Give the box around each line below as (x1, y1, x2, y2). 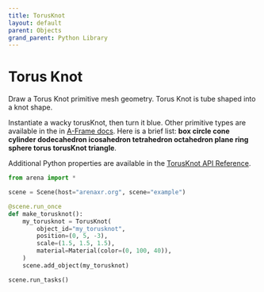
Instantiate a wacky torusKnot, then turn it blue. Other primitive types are (8, 118, 247, 128)
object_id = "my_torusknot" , (36, 225, 126, 232)
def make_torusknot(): (8, 209, 83, 218)
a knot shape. (8, 102, 53, 112)
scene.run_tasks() (8, 275, 69, 284)
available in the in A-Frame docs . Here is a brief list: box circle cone (8, 126, 230, 136)
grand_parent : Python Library (8, 33, 109, 42)
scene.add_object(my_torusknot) (22, 261, 129, 270)
